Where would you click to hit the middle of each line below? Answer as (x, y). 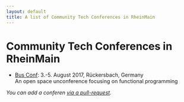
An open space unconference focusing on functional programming (96, 81)
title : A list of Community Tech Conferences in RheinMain (81, 17)
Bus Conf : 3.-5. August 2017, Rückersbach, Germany (79, 75)
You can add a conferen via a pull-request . (59, 93)
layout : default (26, 11)
